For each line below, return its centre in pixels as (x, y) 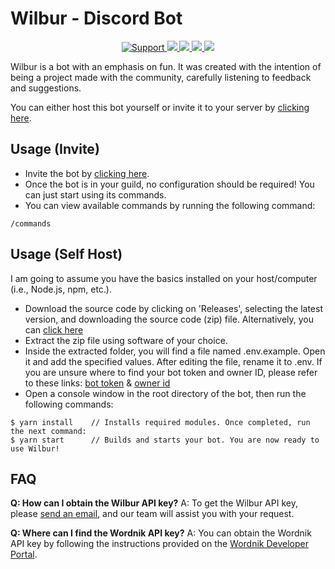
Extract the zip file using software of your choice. (126, 340)
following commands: (69, 404)
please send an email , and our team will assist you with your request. (152, 514)
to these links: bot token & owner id (97, 383)
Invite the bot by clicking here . (87, 173)
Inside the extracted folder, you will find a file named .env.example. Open (175, 351)
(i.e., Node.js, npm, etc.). (61, 289)
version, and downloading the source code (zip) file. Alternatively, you (169, 319)
